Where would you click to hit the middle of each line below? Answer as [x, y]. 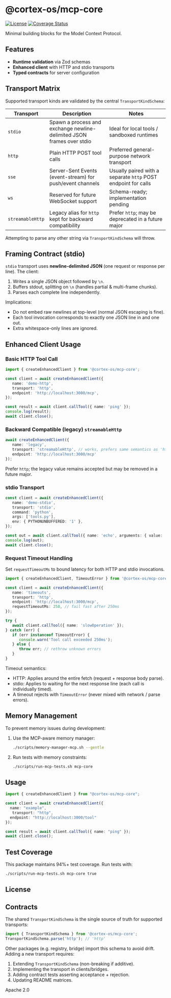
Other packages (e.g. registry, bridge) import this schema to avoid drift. [80, 948]
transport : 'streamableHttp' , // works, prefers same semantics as [85, 449]
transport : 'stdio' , [34, 507]
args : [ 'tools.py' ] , [34, 517]
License [18, 890]
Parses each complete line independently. [56, 292]
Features [20, 49]
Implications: [19, 302]
